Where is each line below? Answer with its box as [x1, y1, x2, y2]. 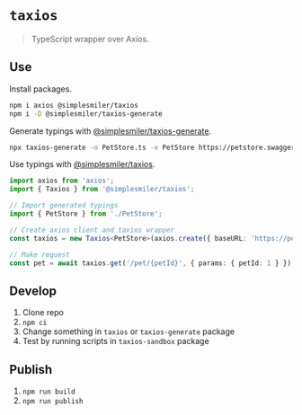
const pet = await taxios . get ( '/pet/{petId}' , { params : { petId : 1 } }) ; [9, 259, 296, 268]
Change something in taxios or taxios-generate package [22, 326, 235, 337]
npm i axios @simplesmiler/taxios [9, 101, 139, 110]
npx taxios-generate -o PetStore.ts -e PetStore [9, 143, 195, 152]
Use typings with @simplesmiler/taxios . [9, 159, 155, 170]
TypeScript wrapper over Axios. [31, 33, 150, 44]
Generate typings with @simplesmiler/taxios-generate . [9, 125, 212, 137]
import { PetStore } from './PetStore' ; [9, 209, 164, 218]
